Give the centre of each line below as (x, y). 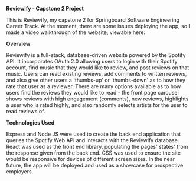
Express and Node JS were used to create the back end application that (94, 134)
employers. (20, 172)
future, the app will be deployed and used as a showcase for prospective (95, 165)
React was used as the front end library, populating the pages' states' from (97, 147)
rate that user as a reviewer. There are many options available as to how (94, 86)
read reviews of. (26, 111)
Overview (18, 44)
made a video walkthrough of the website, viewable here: (76, 32)
